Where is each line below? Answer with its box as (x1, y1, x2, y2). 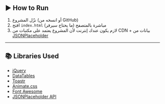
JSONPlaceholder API (12, 93, 56, 100)
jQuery (12, 67, 26, 73)
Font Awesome (12, 88, 43, 94)
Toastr (12, 78, 26, 84)
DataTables (12, 73, 35, 78)
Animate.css (12, 83, 38, 89)
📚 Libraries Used (5, 52, 59, 60)
